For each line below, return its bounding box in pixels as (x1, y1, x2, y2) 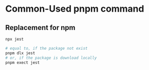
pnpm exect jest (5, 60, 40, 65)
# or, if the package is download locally (5, 55, 97, 60)
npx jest (5, 37, 24, 42)
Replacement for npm (5, 23, 76, 32)
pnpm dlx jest (5, 50, 36, 56)
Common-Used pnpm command (5, 3, 144, 15)
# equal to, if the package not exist (5, 46, 88, 51)
